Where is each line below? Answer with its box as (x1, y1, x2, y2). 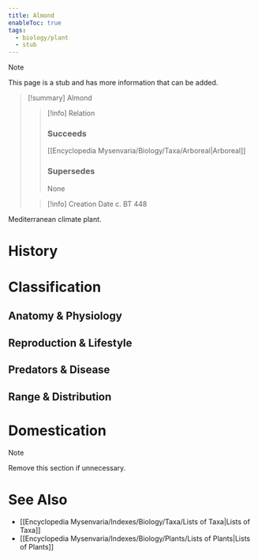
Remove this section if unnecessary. (8, 463, 126, 472)
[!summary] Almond (27, 93, 92, 103)
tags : (8, 26, 26, 34)
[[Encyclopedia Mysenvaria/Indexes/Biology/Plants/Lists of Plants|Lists (19, 534, 251, 543)
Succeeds (47, 128, 87, 139)
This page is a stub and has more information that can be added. (8, 78, 219, 88)
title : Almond (8, 11, 55, 20)
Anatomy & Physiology (8, 310, 122, 323)
